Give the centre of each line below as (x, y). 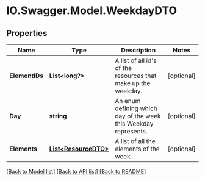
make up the (133, 83)
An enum (128, 101)
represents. (131, 131)
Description (138, 50)
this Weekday (134, 124)
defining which (136, 108)
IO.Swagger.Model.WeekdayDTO (92, 11)
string (58, 116)
